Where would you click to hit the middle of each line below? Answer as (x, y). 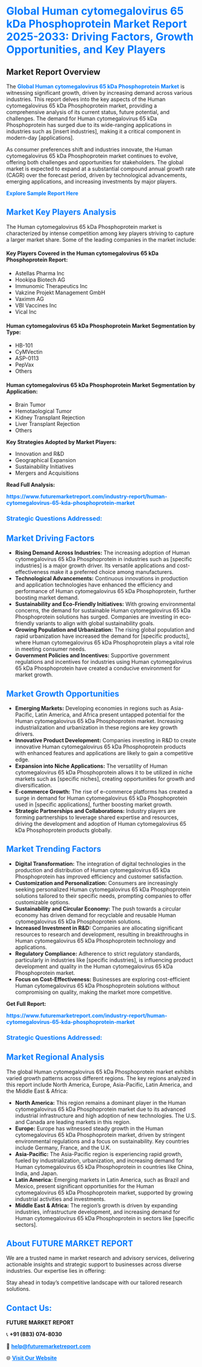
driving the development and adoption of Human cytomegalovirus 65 (101, 823)
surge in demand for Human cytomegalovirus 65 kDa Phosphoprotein (101, 798)
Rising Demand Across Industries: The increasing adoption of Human (102, 553)
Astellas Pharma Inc (40, 274)
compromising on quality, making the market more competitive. (93, 992)
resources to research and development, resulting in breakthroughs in (102, 934)
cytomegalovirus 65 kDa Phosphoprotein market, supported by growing (104, 1192)
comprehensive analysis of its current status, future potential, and (88, 112)
